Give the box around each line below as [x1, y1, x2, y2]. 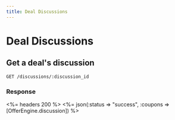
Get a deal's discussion [6, 58, 95, 68]
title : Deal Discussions [6, 8, 68, 15]
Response [6, 87, 36, 96]
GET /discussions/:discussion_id [6, 74, 89, 80]
